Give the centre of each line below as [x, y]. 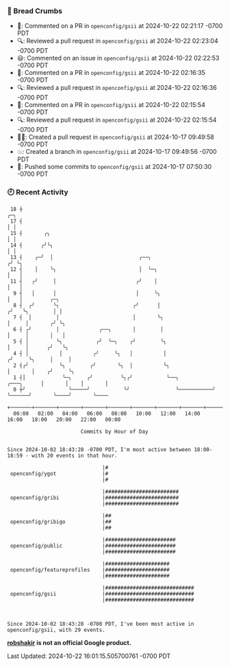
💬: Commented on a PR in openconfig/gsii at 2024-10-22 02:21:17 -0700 [120, 26]
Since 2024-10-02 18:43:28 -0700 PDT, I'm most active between [99, 449]
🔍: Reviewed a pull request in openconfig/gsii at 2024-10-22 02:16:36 [117, 88]
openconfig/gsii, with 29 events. [56, 630]
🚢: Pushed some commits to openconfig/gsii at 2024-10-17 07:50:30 [114, 167]
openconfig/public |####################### [93, 545]
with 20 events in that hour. [75, 455]
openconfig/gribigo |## [61, 521]
